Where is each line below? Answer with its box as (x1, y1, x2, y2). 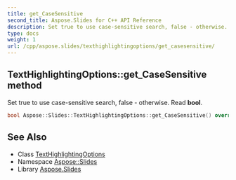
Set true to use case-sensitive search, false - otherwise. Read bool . (7, 98, 203, 106)
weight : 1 (7, 36, 37, 43)
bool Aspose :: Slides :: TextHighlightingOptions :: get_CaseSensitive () (7, 111, 212, 119)
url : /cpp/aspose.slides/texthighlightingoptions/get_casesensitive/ (7, 43, 216, 50)
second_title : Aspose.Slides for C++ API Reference (7, 17, 162, 24)
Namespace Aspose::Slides (17, 157, 98, 165)
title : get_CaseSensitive (7, 10, 83, 18)
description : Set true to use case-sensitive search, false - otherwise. (7, 23, 228, 30)
